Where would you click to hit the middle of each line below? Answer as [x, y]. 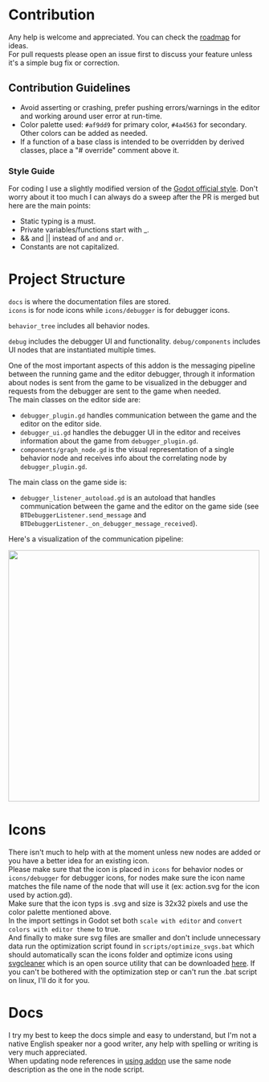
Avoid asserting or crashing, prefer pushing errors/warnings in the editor [140, 107]
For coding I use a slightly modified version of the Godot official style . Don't [133, 189]
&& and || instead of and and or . [72, 238]
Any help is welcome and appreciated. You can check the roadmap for [124, 37]
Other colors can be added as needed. [84, 133]
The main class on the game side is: [67, 482]
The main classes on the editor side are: [74, 399]
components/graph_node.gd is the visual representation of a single [127, 449]
